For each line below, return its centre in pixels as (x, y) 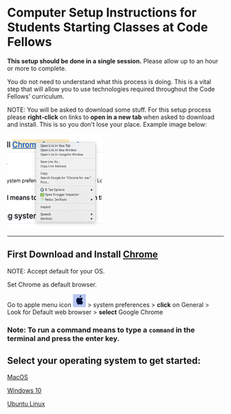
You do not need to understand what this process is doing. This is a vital (109, 81)
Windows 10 (24, 391)
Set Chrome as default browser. (52, 284)
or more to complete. (37, 68)
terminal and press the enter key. (64, 338)
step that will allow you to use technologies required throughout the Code (111, 89)
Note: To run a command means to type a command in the (101, 330)
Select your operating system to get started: (104, 361)
